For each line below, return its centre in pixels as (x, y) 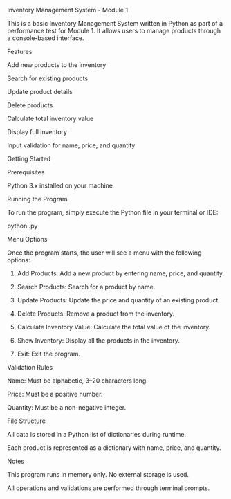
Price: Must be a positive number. (55, 394)
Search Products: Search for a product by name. (86, 287)
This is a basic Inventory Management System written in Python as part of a (115, 23)
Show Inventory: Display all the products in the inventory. (98, 341)
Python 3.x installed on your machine (60, 185)
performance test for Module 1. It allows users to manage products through (114, 31)
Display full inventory (37, 132)
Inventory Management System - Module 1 (68, 10)
